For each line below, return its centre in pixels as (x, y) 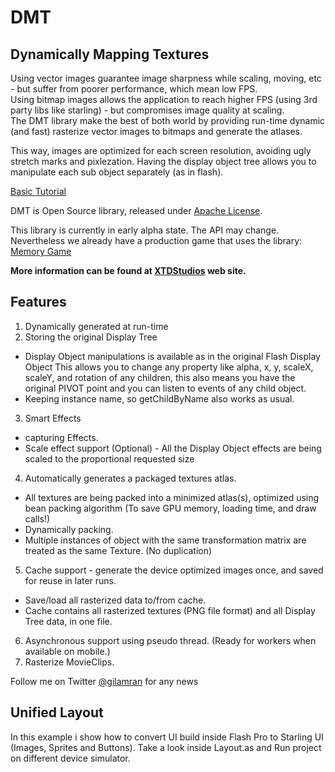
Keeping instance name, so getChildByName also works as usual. (159, 398)
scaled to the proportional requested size (109, 458)
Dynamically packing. (69, 529)
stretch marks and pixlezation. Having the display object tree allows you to (163, 161)
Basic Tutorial (38, 191)
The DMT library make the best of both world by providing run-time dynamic (168, 120)
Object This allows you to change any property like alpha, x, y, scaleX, (169, 367)
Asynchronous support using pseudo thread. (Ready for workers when (170, 640)
